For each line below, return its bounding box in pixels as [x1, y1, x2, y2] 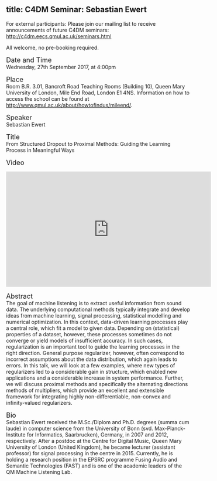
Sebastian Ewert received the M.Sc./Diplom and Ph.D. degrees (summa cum [6, 418, 190, 425]
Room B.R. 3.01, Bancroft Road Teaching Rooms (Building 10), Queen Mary [6, 83, 185, 90]
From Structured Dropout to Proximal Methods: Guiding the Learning [6, 140, 171, 147]
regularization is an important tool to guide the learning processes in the [6, 343, 180, 350]
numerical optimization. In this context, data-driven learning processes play [6, 318, 188, 325]
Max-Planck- [154, 425, 186, 432]
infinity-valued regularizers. [6, 399, 73, 406]
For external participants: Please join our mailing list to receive [6, 20, 156, 27]
